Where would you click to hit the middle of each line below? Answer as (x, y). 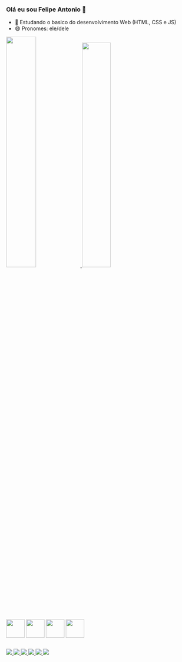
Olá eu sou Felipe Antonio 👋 (46, 9)
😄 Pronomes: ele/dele (42, 28)
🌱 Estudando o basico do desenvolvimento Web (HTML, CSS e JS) (95, 22)
